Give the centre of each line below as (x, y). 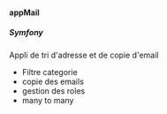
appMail (24, 12)
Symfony (27, 33)
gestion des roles (53, 91)
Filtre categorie (49, 72)
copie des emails (53, 81)
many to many (48, 100)
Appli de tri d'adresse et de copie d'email (84, 55)
